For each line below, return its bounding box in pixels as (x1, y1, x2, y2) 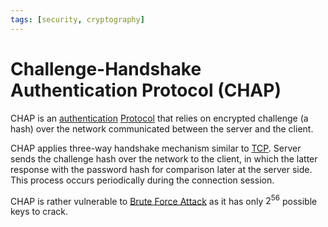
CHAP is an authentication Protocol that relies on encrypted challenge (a (10, 112, 309, 124)
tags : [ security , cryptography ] (10, 14, 145, 25)
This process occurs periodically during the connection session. (10, 174, 275, 186)
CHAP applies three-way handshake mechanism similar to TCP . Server (10, 142, 302, 154)
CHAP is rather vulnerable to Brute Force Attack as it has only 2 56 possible (10, 193, 318, 207)
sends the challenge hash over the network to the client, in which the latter (10, 152, 318, 165)
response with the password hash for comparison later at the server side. (10, 163, 313, 175)
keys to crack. (10, 206, 69, 218)
